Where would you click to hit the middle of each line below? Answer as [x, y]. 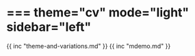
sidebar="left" [49, 27]
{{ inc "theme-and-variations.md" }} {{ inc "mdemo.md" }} [89, 46]
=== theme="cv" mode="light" [98, 13]
